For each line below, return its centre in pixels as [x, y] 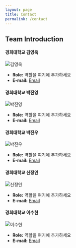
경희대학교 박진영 [22, 92]
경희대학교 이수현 [22, 213]
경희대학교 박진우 [22, 132]
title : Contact [21, 14]
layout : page [19, 10]
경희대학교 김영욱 [22, 52]
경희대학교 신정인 [22, 172]
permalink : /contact [27, 19]
